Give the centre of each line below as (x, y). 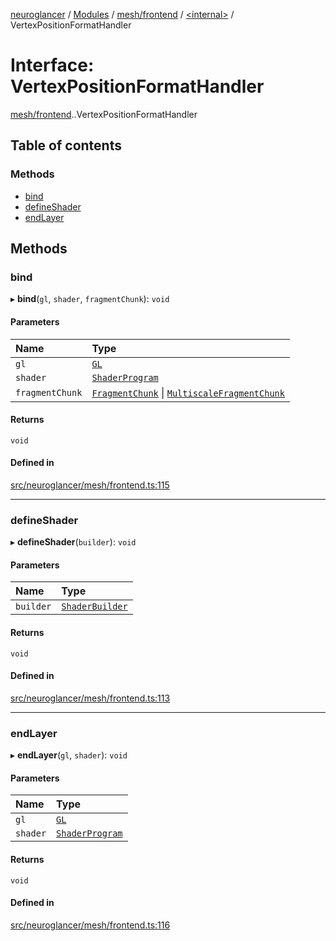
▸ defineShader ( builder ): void (73, 542)
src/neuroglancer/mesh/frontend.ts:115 (90, 485)
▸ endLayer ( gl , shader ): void (69, 755)
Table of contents (66, 145)
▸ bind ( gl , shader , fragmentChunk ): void (90, 299)
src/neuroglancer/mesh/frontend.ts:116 (90, 925)
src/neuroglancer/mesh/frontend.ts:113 (90, 698)
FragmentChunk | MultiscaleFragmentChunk (188, 392)
